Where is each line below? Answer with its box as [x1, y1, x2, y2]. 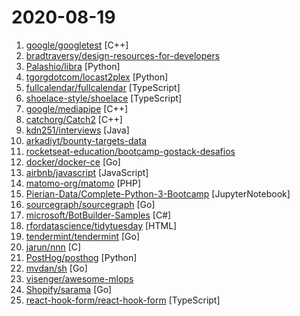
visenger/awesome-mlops [25, 272, 134, 285]
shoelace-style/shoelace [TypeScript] [25, 92, 183, 104]
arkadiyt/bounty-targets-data [25, 134, 147, 146]
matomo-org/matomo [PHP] [25, 177, 141, 189]
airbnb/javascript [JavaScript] [25, 166, 149, 178]
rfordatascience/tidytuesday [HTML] [25, 219, 178, 231]
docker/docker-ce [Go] [25, 156, 121, 168]
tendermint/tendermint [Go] [25, 230, 141, 242]
